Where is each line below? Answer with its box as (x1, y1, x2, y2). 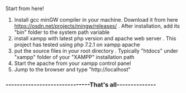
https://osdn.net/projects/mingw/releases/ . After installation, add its (14, 23, 180, 29)
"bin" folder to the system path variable (14, 29, 110, 36)
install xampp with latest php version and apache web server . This (14, 35, 177, 42)
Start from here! (5, 5, 44, 12)
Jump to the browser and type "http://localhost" (14, 66, 131, 73)
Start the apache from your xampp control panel (14, 60, 131, 67)
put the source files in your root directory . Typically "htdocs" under (14, 47, 178, 54)
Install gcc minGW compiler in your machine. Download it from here (14, 16, 178, 23)
